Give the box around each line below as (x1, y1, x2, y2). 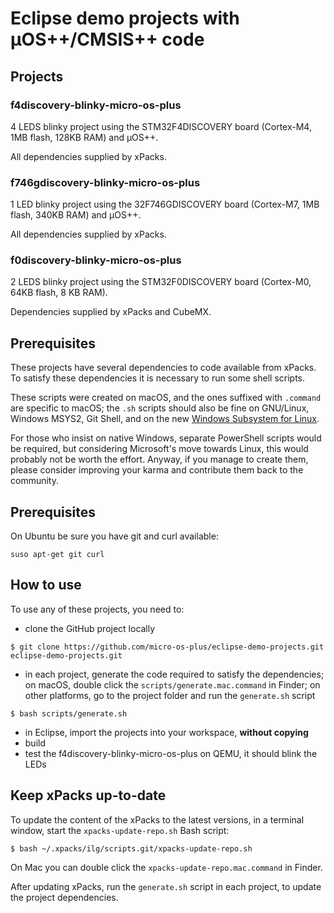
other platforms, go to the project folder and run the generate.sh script (24, 689, 316, 701)
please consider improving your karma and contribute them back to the (10, 464, 304, 476)
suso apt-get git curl (10, 550, 105, 560)
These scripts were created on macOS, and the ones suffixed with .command (10, 392, 322, 404)
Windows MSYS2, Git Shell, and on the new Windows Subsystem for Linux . (10, 413, 320, 425)
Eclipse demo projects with (10, 7, 240, 30)
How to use (10, 577, 82, 594)
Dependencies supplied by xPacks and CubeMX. (10, 306, 212, 318)
